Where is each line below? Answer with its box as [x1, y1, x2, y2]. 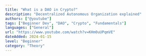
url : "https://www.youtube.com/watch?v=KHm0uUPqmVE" [5, 30, 116, 35]
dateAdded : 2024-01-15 [5, 35, 52, 39]
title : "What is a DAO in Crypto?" [5, 7, 78, 12]
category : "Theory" [5, 43, 45, 48]
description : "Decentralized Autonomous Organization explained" [5, 12, 142, 17]
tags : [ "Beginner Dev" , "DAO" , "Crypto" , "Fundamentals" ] [5, 20, 126, 26]
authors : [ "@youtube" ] [5, 16, 52, 21]
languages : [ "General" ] [5, 25, 54, 30]
